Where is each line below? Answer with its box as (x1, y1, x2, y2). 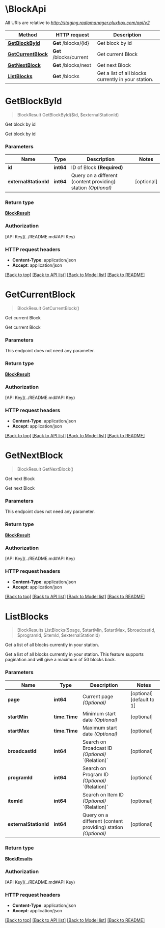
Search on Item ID (82, 791, 124, 798)
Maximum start (82, 724, 117, 731)
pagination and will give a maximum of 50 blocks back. (5, 657, 116, 663)
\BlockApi (5, 3, 47, 15)
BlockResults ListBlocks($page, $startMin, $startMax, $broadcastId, (17, 627, 156, 633)
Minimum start (82, 710, 116, 717)
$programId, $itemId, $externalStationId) (17, 632, 100, 638)
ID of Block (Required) (71, 164, 123, 171)
